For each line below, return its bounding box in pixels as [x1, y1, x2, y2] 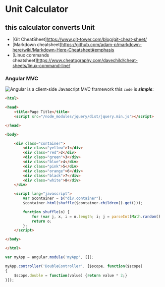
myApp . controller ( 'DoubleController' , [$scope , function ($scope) [5, 264, 143, 269]
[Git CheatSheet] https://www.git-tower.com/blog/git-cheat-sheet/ [12, 36, 147, 42]
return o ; [31, 219, 52, 224]
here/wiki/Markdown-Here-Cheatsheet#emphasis [12, 47, 114, 53]
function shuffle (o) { [23, 209, 70, 214]
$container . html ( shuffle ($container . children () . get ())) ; [23, 201, 143, 206]
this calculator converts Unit [5, 23, 95, 32]
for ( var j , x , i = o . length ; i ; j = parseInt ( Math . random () [31, 214, 161, 219]
